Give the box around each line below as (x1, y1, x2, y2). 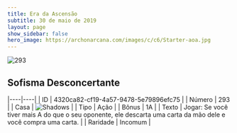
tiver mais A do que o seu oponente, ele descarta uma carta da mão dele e (7, 110, 226, 119)
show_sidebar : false (7, 30, 69, 37)
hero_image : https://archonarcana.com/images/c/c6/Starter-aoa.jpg (7, 37, 211, 44)
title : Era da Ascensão (7, 10, 78, 18)
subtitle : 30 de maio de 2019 (7, 17, 97, 24)
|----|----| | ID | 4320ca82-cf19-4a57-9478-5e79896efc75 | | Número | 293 (7, 95, 231, 103)
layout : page (7, 23, 46, 30)
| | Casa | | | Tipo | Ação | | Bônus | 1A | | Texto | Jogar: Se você (7, 103, 228, 111)
